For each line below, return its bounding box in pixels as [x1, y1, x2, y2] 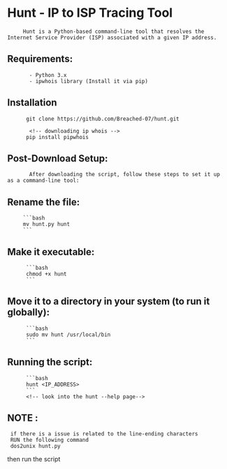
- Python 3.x [29, 71, 68, 78]
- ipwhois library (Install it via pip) [29, 78, 149, 85]
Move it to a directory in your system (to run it [7, 296, 210, 308]
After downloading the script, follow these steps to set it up [29, 171, 220, 178]
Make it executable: [7, 246, 95, 258]
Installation [7, 96, 57, 109]
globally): [7, 306, 50, 319]
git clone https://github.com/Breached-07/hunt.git [25, 115, 180, 122]
